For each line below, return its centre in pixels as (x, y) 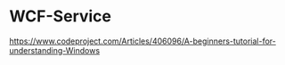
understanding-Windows (55, 50)
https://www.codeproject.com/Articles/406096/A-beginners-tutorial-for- (142, 41)
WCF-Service (60, 16)
